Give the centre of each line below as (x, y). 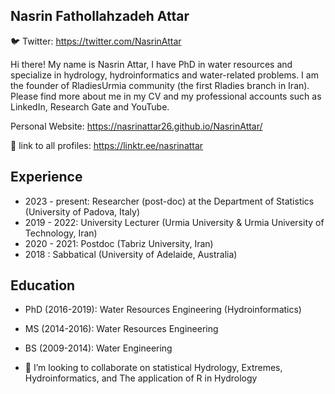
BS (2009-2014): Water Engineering (98, 348)
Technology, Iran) (61, 233)
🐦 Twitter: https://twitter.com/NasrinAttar (96, 41)
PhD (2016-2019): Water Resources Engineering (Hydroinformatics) (163, 310)
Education (43, 285)
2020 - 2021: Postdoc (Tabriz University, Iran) (119, 243)
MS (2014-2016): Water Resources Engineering (121, 329)
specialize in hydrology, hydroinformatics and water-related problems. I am (164, 75)
